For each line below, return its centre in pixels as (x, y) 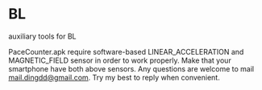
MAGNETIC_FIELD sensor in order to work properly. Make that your (120, 60)
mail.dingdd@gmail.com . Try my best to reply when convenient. (114, 77)
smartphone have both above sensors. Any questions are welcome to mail (131, 68)
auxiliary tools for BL (42, 36)
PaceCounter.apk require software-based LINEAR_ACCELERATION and (126, 51)
